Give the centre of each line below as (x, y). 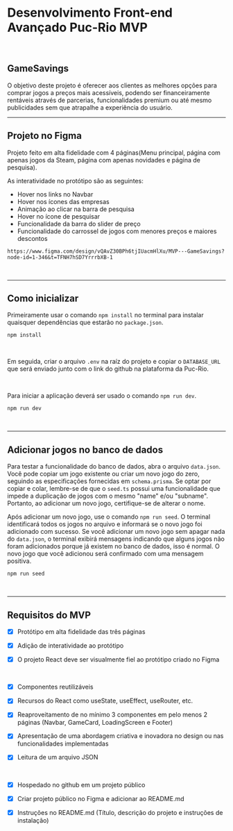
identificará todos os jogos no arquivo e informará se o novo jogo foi (105, 524)
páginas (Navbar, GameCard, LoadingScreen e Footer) (95, 723)
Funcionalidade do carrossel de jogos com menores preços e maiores (117, 231)
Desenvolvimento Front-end (90, 13)
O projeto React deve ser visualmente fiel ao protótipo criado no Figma (118, 660)
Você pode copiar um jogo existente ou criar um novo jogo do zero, (103, 474)
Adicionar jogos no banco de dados (85, 450)
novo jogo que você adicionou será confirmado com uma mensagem (105, 554)
